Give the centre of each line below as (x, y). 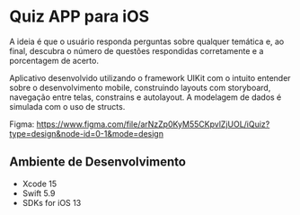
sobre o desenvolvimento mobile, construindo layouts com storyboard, (140, 87)
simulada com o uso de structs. (67, 106)
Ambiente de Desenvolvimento (98, 162)
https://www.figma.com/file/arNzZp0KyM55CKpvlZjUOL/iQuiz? (153, 124)
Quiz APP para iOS (79, 17)
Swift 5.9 (39, 193)
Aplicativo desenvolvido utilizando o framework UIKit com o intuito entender (150, 77)
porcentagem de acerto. (54, 60)
